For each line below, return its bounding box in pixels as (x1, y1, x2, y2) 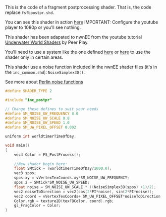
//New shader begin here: (14, 161, 68, 166)
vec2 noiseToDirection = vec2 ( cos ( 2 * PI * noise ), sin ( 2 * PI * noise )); (14, 189, 154, 194)
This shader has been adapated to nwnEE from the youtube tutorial (5, 34, 142, 40)
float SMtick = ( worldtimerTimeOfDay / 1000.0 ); (14, 166, 112, 171)
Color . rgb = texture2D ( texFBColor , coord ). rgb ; (14, 199, 114, 204)
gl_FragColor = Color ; (14, 203, 61, 208)
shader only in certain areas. (5, 54, 63, 60)
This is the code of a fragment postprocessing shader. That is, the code (5, 4, 152, 10)
